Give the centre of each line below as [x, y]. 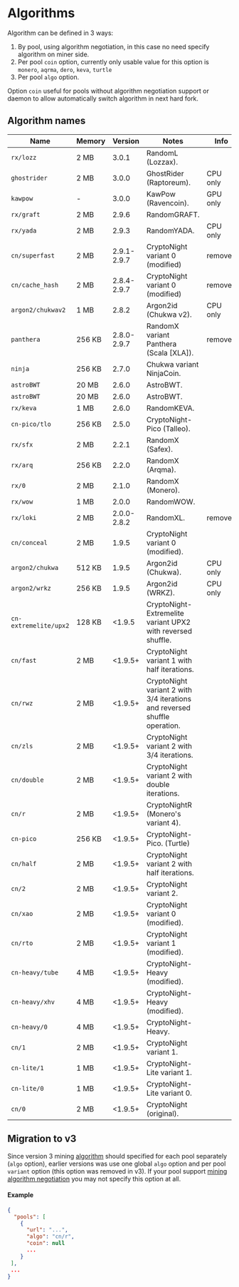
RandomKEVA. [170, 408]
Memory [91, 141]
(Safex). [159, 449]
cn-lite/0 [27, 1088]
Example [21, 1195]
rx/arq [22, 465]
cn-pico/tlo [31, 424]
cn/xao [22, 914]
